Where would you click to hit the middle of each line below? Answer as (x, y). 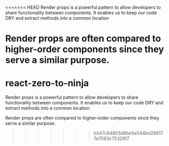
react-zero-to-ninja (47, 83)
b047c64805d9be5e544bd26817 (128, 133)
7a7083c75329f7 (111, 138)
